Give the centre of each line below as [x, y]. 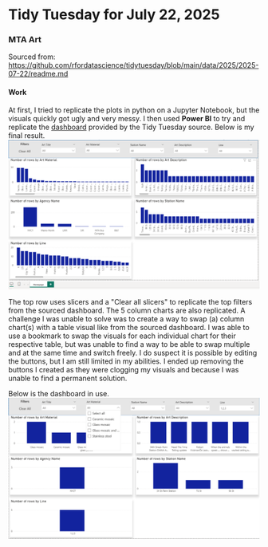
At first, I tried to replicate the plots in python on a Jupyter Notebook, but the [134, 110]
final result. [27, 135]
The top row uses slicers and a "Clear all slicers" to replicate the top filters [130, 302]
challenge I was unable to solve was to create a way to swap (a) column [126, 319]
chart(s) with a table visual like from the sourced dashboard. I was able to [129, 328]
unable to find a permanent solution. [68, 378]
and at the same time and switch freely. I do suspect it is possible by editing [133, 353]
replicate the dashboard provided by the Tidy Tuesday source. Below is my [131, 127]
